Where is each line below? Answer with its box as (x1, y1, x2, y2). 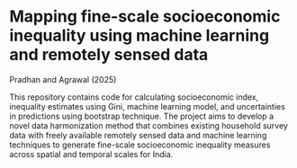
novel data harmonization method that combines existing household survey (9, 119, 288, 131)
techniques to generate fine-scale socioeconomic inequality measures (9, 139, 271, 150)
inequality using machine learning (9, 25, 270, 46)
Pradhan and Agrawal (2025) (9, 74, 117, 84)
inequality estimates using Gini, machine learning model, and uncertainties (9, 101, 285, 111)
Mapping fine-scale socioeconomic (9, 6, 281, 27)
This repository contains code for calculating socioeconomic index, (9, 92, 259, 102)
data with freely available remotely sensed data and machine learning (9, 129, 267, 140)
